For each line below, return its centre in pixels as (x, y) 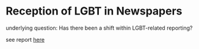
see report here (25, 39)
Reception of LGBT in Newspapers (94, 11)
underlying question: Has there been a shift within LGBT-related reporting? (99, 28)
